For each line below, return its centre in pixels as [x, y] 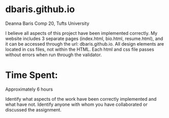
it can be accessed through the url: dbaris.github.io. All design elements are [85, 44]
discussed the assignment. [34, 109]
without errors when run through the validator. [53, 55]
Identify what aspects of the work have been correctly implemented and [81, 99]
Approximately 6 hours [29, 89]
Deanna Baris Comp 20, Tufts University [47, 23]
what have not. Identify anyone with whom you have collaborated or [76, 104]
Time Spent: [32, 75]
